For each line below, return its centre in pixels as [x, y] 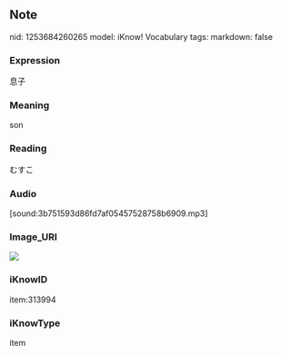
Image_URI [33, 237]
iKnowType [35, 323]
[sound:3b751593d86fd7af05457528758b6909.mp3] [109, 213]
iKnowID [29, 280]
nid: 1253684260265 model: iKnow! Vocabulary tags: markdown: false [141, 36]
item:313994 [33, 300]
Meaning [30, 105]
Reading [28, 149]
